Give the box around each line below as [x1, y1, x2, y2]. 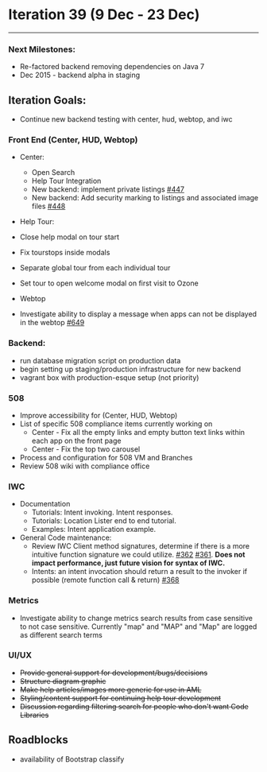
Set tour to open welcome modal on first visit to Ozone [19, 278, 199, 288]
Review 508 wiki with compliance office [19, 461, 150, 471]
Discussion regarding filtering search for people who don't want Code [19, 701, 249, 711]
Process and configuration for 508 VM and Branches [19, 452, 193, 462]
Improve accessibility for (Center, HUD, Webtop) [19, 410, 178, 420]
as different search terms [19, 630, 103, 639]
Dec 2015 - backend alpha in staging [19, 70, 141, 80]
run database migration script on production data [19, 355, 181, 365]
